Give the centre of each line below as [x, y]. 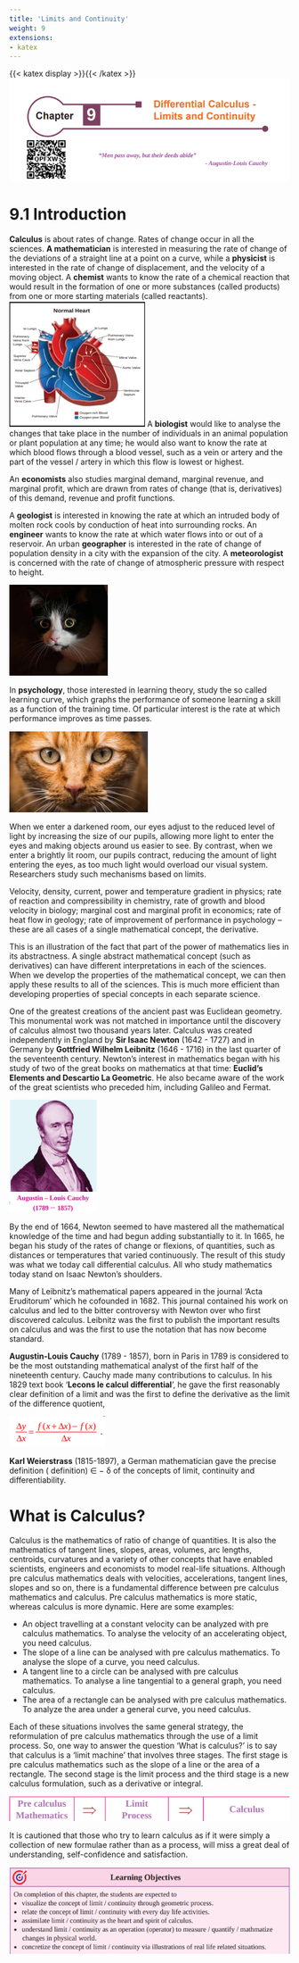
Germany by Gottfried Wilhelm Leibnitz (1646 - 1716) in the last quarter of [145, 1049]
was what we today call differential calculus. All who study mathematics [141, 1264]
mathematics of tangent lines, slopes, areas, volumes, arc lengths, [130, 1550]
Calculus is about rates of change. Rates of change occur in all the [132, 239]
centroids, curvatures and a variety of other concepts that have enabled [141, 1560]
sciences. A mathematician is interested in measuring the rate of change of [148, 248]
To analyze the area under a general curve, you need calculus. [137, 1709]
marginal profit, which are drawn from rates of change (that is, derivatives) [146, 488]
